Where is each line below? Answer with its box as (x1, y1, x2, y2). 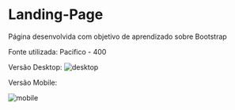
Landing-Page (8, 6, 104, 24)
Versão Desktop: (8, 62, 63, 72)
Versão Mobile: (8, 78, 58, 87)
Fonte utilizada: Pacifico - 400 (8, 47, 107, 56)
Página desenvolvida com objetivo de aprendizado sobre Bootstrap (8, 32, 227, 41)
